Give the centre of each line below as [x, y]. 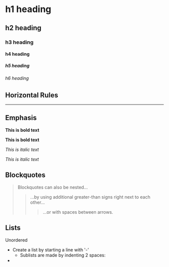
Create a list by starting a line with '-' [51, 249]
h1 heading [28, 9]
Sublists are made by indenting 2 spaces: [63, 255]
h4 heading [17, 54]
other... [37, 202]
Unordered [16, 240]
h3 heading [19, 42]
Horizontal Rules [32, 95]
